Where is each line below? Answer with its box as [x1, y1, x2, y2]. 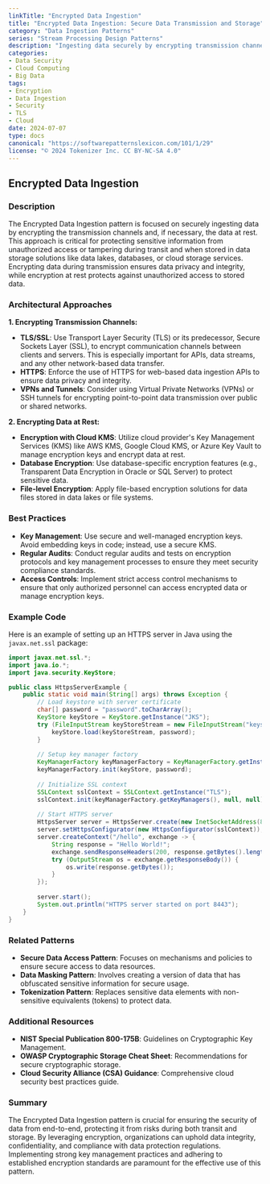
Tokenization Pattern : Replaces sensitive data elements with [19, 987, 223, 996]
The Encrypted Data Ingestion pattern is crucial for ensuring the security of [8, 1115, 257, 1125]
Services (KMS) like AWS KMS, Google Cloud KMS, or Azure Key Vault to [19, 441, 262, 451]
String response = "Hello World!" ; [51, 840, 171, 849]
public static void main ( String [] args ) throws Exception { [22, 691, 228, 699]
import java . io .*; [8, 661, 70, 669]
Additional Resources [8, 1016, 94, 1027]
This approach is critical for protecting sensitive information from [8, 236, 223, 246]
